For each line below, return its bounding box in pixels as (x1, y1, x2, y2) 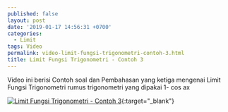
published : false (7, 10, 59, 18)
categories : (7, 30, 42, 37)
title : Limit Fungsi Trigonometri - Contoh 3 (7, 56, 143, 63)
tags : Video (7, 43, 42, 50)
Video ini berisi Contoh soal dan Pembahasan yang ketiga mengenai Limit (7, 75, 221, 84)
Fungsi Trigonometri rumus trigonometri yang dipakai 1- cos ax (7, 82, 191, 92)
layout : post (7, 17, 46, 24)
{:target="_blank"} (121, 97, 175, 105)
